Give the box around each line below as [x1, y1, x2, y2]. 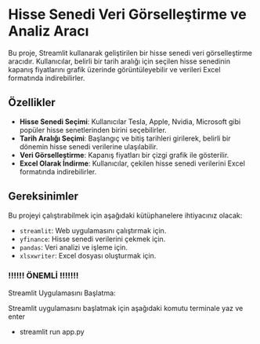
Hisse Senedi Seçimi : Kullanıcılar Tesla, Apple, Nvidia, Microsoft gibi [19, 116, 241, 126]
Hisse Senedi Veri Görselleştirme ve [8, 5, 247, 24]
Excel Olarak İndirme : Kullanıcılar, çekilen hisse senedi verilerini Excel [19, 159, 245, 168]
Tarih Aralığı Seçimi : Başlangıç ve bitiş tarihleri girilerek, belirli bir [19, 134, 231, 143]
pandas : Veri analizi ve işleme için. [19, 242, 128, 252]
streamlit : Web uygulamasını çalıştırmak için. [19, 225, 167, 235]
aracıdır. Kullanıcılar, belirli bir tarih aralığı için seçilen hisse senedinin [8, 57, 231, 66]
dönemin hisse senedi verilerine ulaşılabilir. [19, 141, 158, 151]
